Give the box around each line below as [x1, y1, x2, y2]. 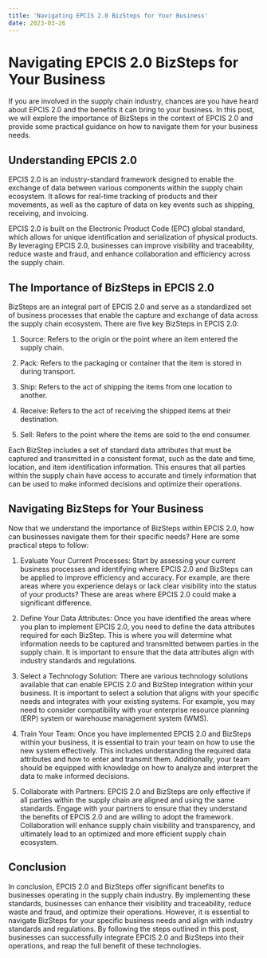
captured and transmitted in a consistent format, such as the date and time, [8, 454, 256, 463]
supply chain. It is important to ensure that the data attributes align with [19, 647, 255, 657]
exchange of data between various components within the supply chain [8, 183, 243, 193]
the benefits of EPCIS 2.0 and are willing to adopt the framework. [19, 811, 234, 821]
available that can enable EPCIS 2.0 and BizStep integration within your [19, 679, 253, 689]
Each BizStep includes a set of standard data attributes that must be [8, 445, 232, 455]
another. [19, 391, 48, 401]
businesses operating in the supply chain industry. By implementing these [8, 890, 251, 900]
